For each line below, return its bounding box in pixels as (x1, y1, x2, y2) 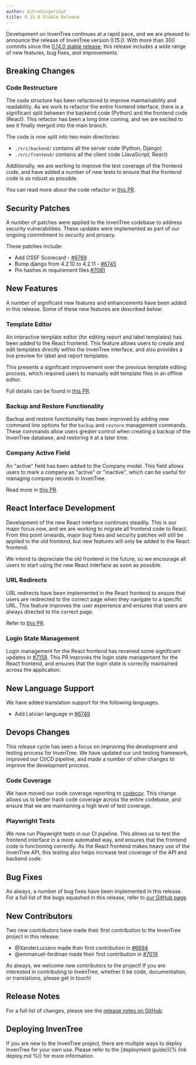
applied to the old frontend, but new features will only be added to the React (6, 537, 190, 544)
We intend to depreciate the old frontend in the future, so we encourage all (6, 555, 186, 562)
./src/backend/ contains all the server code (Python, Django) (14, 145, 162, 152)
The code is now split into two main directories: (6, 133, 121, 140)
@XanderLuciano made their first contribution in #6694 (14, 944, 148, 951)
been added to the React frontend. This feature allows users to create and (6, 340, 184, 347)
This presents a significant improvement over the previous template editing (6, 364, 187, 371)
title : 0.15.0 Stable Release (6, 14, 80, 20)
